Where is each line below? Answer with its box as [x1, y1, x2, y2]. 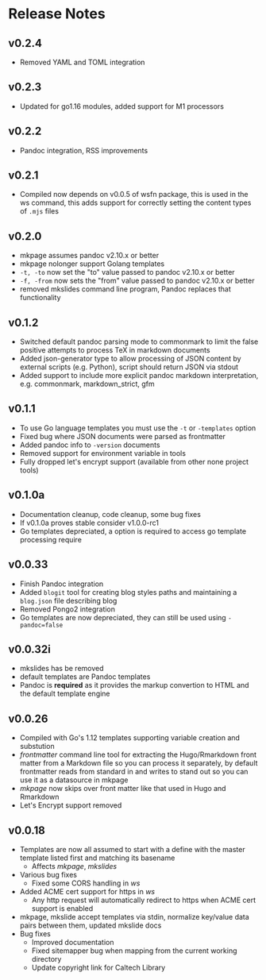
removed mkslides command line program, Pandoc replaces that [19, 284, 232, 294]
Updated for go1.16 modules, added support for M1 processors [19, 101, 225, 111]
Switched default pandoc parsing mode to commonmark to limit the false [19, 337, 259, 346]
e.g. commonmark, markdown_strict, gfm [19, 379, 155, 389]
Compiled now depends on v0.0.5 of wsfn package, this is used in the [19, 190, 249, 199]
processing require [19, 534, 82, 544]
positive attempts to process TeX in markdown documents [19, 345, 210, 355]
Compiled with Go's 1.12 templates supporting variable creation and [19, 733, 241, 743]
